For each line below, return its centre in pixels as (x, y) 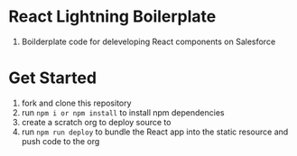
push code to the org (60, 141)
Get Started (52, 78)
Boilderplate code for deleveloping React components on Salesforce (148, 41)
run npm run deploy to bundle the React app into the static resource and (155, 132)
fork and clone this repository (76, 103)
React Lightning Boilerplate (112, 17)
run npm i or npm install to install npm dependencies (123, 112)
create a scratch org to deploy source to (96, 122)
